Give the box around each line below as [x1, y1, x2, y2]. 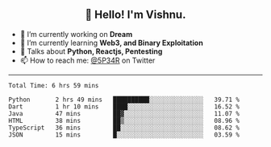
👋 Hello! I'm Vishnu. [85, 8, 186, 22]
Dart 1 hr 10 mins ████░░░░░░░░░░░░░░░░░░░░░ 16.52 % [8, 102, 240, 111]
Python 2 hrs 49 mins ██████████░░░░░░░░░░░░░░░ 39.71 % [8, 96, 240, 104]
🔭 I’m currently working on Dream [19, 29, 133, 39]
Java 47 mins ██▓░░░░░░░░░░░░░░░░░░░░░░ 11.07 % [8, 109, 240, 117]
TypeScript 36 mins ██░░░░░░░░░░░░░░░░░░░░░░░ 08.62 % [8, 124, 240, 132]
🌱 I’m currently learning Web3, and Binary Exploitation [19, 38, 203, 47]
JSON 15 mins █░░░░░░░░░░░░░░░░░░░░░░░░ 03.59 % [8, 130, 240, 139]
